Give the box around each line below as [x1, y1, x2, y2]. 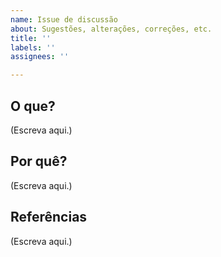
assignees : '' [10, 52, 70, 62]
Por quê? [10, 153, 68, 170]
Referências [10, 209, 88, 226]
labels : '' [10, 42, 56, 53]
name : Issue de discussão [10, 14, 118, 25]
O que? [10, 97, 56, 115]
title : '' [10, 33, 52, 43]
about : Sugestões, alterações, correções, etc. [10, 24, 213, 34]
